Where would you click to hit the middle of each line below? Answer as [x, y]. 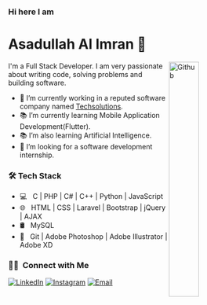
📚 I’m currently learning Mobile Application [90, 115]
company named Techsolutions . [71, 106]
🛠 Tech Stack [35, 175]
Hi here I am [31, 12]
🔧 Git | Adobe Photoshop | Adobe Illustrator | [93, 237]
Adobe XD [36, 245]
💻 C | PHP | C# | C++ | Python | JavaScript [91, 197]
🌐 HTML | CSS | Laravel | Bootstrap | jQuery [93, 208]
